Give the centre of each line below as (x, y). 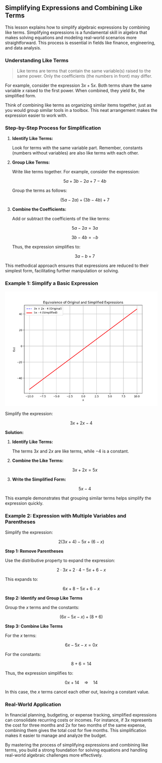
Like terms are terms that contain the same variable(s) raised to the (84, 71)
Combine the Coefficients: (39, 209)
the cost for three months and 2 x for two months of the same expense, (75, 725)
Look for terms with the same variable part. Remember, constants (77, 148)
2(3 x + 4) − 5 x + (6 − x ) (81, 542)
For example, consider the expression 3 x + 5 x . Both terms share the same (79, 86)
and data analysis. (23, 47)
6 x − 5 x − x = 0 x (81, 645)
